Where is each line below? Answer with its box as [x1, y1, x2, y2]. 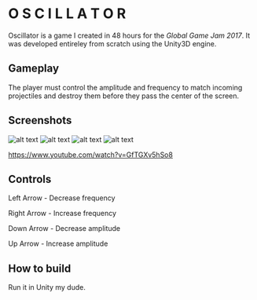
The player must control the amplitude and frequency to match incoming [8, 82, 243, 92]
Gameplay [8, 62, 60, 75]
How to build [8, 262, 72, 275]
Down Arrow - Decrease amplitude [8, 224, 121, 233]
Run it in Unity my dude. [8, 283, 86, 292]
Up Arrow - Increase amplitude [8, 239, 108, 248]
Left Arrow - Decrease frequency [8, 193, 116, 203]
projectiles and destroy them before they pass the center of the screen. [8, 91, 240, 101]
